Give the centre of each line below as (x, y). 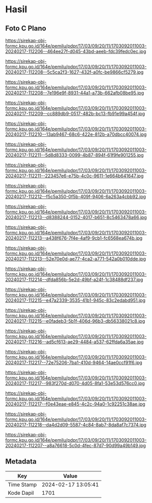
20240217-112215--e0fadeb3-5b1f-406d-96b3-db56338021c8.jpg (75, 321)
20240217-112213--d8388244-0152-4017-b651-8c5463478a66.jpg (76, 217)
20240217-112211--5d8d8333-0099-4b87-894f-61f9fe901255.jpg (74, 155)
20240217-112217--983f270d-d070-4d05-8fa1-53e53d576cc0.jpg (75, 383)
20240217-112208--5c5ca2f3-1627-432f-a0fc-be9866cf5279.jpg (74, 72)
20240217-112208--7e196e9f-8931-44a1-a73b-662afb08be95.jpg (75, 93)
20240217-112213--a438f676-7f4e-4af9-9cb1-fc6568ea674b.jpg (74, 238)
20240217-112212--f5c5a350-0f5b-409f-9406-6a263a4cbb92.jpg (76, 197)
